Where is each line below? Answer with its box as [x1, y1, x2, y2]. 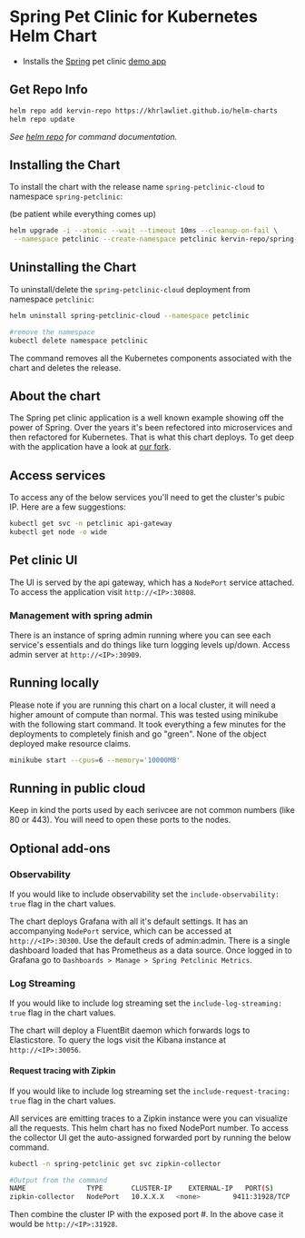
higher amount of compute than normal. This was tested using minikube [9, 708, 279, 719]
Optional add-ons [9, 840, 111, 856]
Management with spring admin [9, 609, 153, 621]
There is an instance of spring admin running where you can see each [9, 629, 271, 640]
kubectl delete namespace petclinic [9, 336, 148, 345]
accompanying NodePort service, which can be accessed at [9, 926, 231, 936]
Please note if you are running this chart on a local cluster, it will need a [9, 699, 276, 710]
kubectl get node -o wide [9, 528, 107, 537]
